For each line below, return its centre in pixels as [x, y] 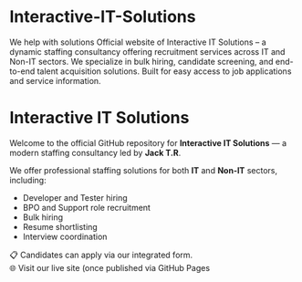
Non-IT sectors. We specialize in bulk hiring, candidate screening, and [141, 61]
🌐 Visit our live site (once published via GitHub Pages [110, 267]
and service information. [56, 80]
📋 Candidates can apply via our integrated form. [101, 255]
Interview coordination [65, 236]
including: [28, 180]
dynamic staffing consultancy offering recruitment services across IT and [147, 51]
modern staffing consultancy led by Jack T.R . [95, 152]
